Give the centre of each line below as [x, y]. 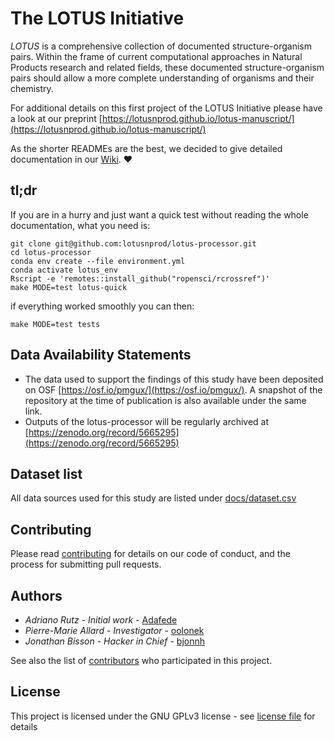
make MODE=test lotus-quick [69, 287]
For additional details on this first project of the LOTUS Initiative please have [166, 108]
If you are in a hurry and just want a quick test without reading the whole [159, 214]
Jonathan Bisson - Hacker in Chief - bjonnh [115, 641]
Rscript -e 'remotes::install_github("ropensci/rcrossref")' [140, 278]
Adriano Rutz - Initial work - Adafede [101, 620]
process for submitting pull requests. [86, 564]
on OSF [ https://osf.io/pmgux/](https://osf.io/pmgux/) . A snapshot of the [173, 389]
